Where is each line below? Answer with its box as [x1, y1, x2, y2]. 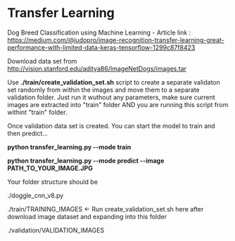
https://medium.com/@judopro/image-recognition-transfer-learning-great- [7, 35, 225, 44]
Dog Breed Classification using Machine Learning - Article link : [7, 28, 191, 37]
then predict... [7, 129, 48, 137]
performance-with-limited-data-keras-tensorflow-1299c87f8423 [7, 43, 196, 51]
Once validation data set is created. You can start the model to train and [7, 121, 216, 130]
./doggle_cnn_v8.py [7, 191, 64, 199]
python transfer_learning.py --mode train [7, 142, 132, 151]
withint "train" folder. [7, 108, 68, 116]
